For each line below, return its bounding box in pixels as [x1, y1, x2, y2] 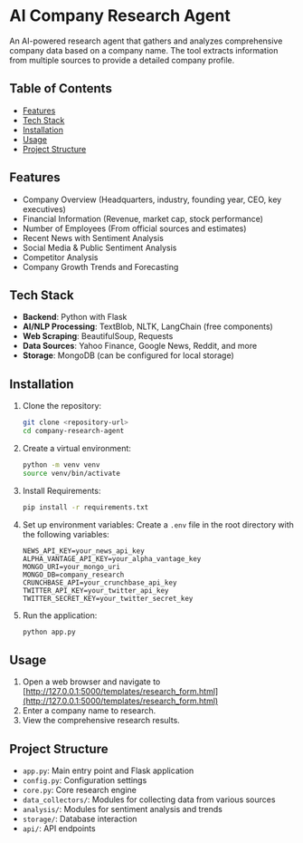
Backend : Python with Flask [22, 312, 128, 323]
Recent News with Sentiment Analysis [22, 232, 165, 243]
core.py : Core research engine [22, 785, 137, 796]
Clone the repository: [22, 401, 102, 412]
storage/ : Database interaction [22, 813, 137, 825]
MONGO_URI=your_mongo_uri [22, 562, 120, 571]
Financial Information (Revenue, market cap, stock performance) [22, 213, 264, 224]
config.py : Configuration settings [22, 775, 147, 786]
